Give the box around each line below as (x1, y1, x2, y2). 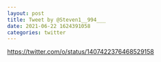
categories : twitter (7, 29, 67, 36)
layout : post (7, 10, 45, 17)
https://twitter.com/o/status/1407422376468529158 (7, 48, 155, 56)
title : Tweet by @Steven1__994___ (7, 16, 107, 23)
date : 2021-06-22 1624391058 (7, 22, 91, 29)
